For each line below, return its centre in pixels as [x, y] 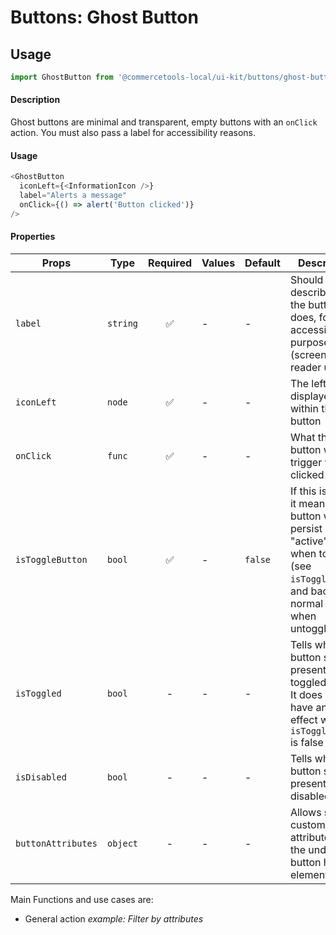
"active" [308, 541]
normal [306, 603]
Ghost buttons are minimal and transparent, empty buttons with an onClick [164, 122]
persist [306, 528]
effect [303, 719]
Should [306, 279]
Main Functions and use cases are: [82, 899]
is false [306, 742]
